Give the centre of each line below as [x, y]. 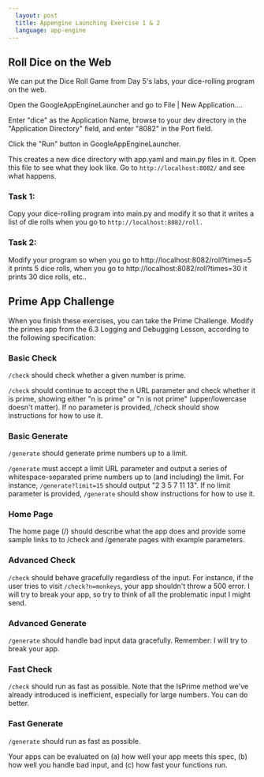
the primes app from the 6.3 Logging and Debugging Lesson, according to [129, 329]
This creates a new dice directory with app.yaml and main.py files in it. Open [132, 160]
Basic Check [33, 358]
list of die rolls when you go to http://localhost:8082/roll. [106, 222]
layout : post [37, 15]
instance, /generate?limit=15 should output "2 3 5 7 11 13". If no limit [119, 485]
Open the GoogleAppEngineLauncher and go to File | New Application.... [125, 105]
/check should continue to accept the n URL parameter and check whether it [132, 390]
